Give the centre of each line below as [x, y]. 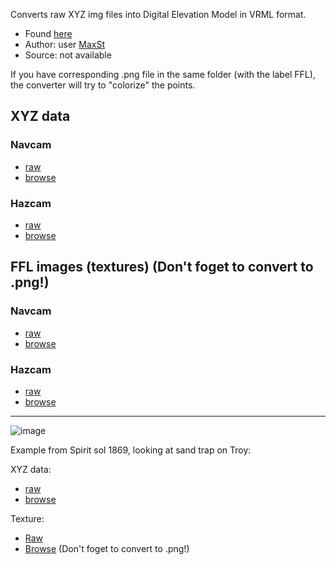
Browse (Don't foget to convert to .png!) [107, 548]
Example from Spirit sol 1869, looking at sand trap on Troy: [131, 450]
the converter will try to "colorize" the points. [103, 85]
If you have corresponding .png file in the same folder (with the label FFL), [163, 74]
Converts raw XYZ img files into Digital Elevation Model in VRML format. [158, 14]
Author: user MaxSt [64, 44]
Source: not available [68, 55]
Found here [48, 33]
